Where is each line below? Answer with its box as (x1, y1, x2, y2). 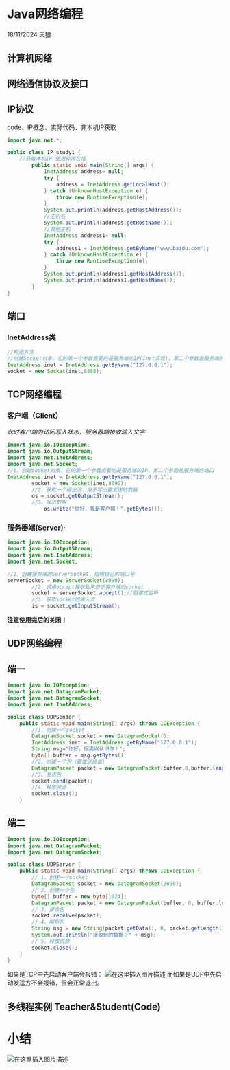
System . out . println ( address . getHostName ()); (43, 219, 173, 227)
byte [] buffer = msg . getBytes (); (31, 752, 127, 759)
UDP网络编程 (7, 638, 63, 649)
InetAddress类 (7, 333, 56, 342)
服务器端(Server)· (7, 523, 66, 533)
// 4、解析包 (31, 919, 65, 926)
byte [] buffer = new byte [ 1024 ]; (31, 893, 127, 900)
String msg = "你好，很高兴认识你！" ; (31, 746, 126, 753)
